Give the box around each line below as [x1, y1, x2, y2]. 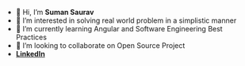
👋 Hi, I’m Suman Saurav [15, 8, 94, 16]
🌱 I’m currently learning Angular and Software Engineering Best [15, 24, 224, 33]
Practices [15, 32, 48, 42]
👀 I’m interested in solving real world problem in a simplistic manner [15, 16, 237, 25]
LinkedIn [15, 49, 45, 58]
